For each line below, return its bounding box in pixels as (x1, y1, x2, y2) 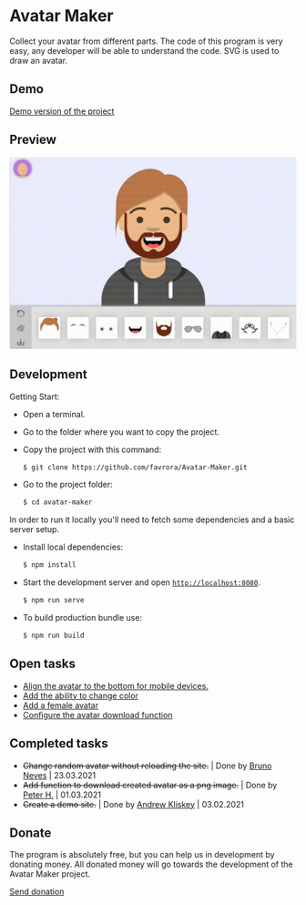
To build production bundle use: (22, 612, 143, 623)
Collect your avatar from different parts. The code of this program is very (9, 36, 284, 46)
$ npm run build (22, 631, 85, 641)
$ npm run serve (22, 596, 85, 605)
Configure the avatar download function (22, 709, 173, 720)
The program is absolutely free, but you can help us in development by (9, 849, 275, 860)
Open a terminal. (22, 408, 86, 419)
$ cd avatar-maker (22, 498, 93, 507)
